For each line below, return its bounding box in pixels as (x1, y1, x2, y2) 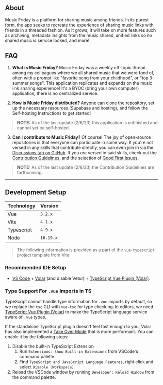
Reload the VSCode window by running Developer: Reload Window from (12, 369, 155, 375)
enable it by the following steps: (5, 334, 69, 340)
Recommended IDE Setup (5, 264, 66, 271)
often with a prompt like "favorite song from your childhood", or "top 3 (12, 75, 152, 81)
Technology (7, 202, 35, 209)
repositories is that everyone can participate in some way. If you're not (12, 139, 153, 145)
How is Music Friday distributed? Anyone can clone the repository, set (12, 100, 155, 106)
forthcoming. (16, 169, 43, 175)
